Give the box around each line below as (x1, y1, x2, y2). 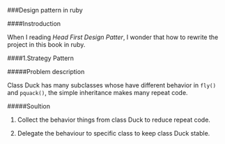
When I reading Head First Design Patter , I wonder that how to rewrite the (7, 33, 219, 41)
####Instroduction (7, 20, 61, 27)
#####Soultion (7, 102, 51, 110)
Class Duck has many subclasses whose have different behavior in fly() (7, 81, 217, 89)
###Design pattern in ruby (7, 6, 84, 14)
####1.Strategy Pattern (7, 54, 75, 62)
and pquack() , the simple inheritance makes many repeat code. (7, 89, 188, 96)
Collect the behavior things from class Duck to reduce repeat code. (17, 115, 211, 124)
